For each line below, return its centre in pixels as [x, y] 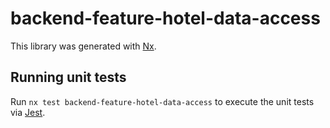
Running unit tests [68, 77]
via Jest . [28, 112]
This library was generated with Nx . [83, 46]
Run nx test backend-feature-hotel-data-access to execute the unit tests [162, 101]
